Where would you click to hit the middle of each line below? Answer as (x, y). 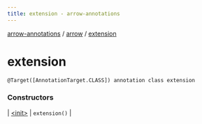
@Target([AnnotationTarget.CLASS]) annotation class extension (101, 80)
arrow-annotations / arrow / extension (62, 33)
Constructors (30, 98)
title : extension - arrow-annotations (64, 14)
